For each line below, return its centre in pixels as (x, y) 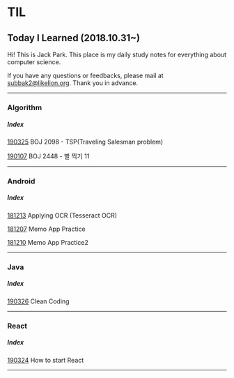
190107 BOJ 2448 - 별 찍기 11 (48, 156)
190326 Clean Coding (38, 301)
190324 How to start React (46, 360)
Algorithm (25, 107)
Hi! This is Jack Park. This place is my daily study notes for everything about (117, 54)
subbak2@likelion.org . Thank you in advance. (72, 83)
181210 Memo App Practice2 (48, 242)
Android (21, 181)
